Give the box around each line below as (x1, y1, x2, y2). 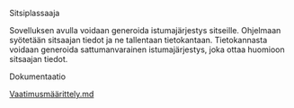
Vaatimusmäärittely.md (9, 89, 94, 99)
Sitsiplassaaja (9, 8, 60, 18)
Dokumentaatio (9, 71, 66, 82)
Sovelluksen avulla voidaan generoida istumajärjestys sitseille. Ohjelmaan (9, 25, 281, 35)
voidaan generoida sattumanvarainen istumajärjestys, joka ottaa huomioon (9, 44, 285, 55)
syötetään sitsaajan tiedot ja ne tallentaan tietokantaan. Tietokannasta (9, 35, 268, 45)
